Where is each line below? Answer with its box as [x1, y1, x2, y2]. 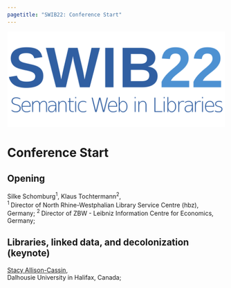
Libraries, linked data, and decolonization [7, 237, 190, 248]
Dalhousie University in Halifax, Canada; [7, 273, 122, 281]
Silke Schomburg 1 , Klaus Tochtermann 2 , [7, 191, 122, 201]
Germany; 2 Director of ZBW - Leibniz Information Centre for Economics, [7, 208, 214, 218]
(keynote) [7, 247, 50, 260]
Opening [7, 172, 46, 184]
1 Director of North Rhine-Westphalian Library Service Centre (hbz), [7, 199, 199, 209]
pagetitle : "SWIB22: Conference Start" [7, 11, 122, 18]
